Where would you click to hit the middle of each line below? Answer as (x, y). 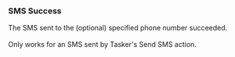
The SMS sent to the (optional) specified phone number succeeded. (118, 28)
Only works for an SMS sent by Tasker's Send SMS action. (103, 45)
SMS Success (35, 11)
